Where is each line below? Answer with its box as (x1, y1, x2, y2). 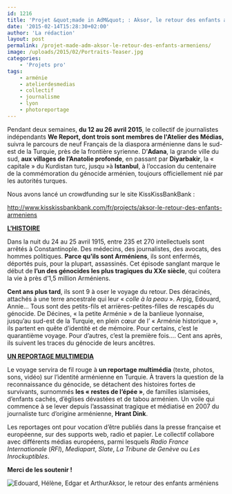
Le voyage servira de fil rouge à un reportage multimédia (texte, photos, (7, 365, 215, 373)
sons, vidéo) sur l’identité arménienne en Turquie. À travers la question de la (7, 373, 224, 381)
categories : (7, 55, 41, 62)
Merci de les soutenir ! (7, 465, 72, 473)
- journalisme (19, 94, 60, 101)
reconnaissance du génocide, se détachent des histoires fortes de (7, 380, 195, 388)
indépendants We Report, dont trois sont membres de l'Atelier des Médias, (7, 132, 224, 141)
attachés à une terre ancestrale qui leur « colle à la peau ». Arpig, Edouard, (7, 295, 221, 303)
